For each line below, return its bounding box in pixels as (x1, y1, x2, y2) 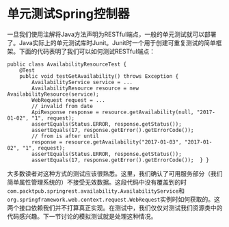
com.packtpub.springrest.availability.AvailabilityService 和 (7, 186, 185, 195)
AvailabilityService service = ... (31, 79, 133, 85)
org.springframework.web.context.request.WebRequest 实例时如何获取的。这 (7, 195, 220, 203)
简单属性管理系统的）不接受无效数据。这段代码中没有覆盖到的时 (7, 178, 187, 186)
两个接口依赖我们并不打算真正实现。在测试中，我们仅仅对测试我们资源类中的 (7, 203, 223, 212)
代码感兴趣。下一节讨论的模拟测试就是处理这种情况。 (7, 212, 157, 220)
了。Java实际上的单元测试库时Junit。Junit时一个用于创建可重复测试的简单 (7, 38, 217, 46)
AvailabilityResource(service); (7, 90, 99, 98)
